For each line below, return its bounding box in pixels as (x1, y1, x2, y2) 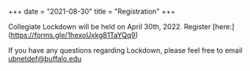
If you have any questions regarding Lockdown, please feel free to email (8, 46, 243, 54)
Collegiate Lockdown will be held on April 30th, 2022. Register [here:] (8, 22, 235, 31)
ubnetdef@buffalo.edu (8, 54, 82, 63)
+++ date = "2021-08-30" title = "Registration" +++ (8, 7, 176, 16)
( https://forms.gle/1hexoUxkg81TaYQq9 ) (8, 31, 139, 39)
